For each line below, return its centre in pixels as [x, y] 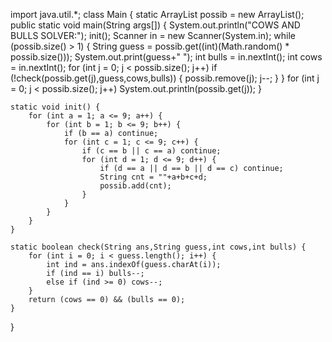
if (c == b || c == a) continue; [151, 151]
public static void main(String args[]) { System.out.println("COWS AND [155, 25]
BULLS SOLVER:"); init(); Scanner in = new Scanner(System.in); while [153, 35]
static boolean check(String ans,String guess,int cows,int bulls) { [158, 247]
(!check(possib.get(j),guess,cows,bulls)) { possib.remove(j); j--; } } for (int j [165, 78]
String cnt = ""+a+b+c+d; [153, 177]
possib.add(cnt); [135, 186]
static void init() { [55, 107]
